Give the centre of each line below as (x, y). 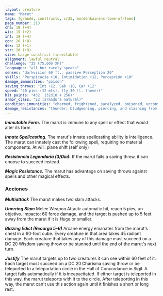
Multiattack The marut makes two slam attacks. (53, 200)
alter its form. (18, 127)
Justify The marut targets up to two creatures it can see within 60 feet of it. (81, 258)
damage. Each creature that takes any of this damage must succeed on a (78, 239)
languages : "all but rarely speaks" (42, 68)
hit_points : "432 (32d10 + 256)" (40, 95)
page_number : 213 (23, 23)
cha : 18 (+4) (18, 28)
